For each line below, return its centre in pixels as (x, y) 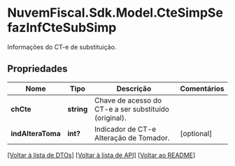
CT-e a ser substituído (132, 109)
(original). (110, 118)
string (78, 109)
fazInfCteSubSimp (62, 28)
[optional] (196, 133)
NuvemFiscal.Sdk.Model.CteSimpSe (115, 13)
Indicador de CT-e (125, 129)
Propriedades (37, 69)
